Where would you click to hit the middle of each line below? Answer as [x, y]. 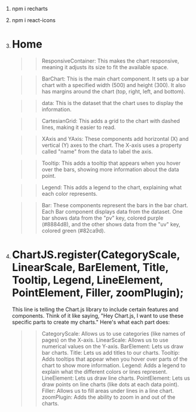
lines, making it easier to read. [79, 127]
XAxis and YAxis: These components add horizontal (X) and [115, 139]
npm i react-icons [33, 20]
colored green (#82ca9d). [73, 230]
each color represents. [69, 193]
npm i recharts [30, 9]
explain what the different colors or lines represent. [105, 371]
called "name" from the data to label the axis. [97, 151]
